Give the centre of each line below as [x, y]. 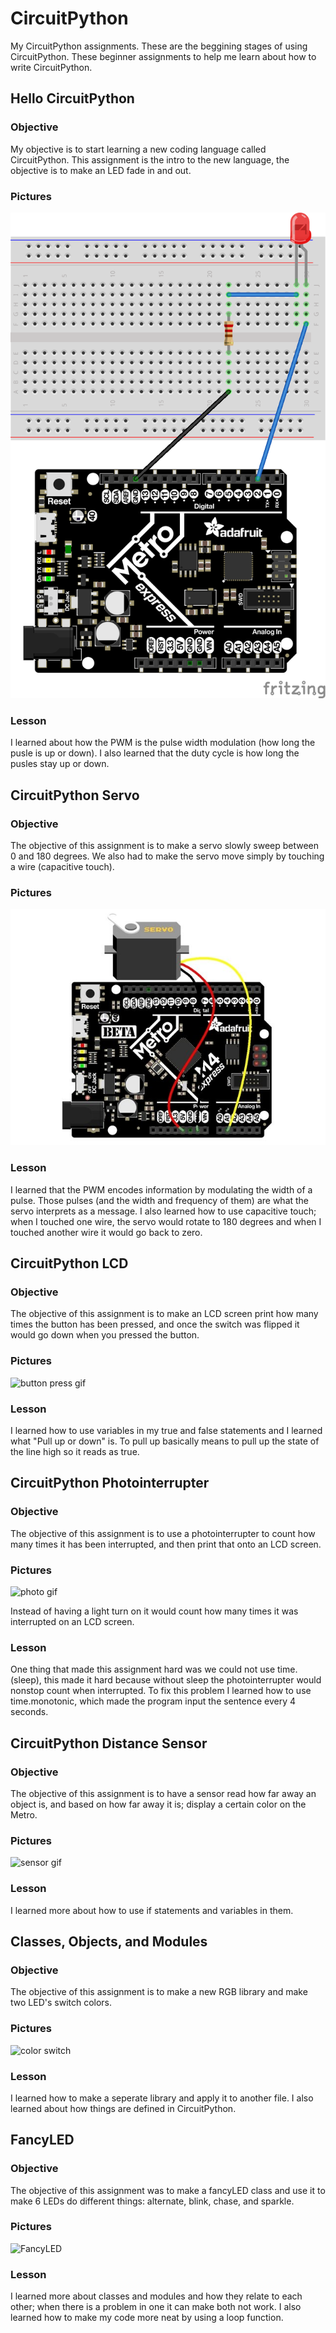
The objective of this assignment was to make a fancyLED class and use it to [168, 2190]
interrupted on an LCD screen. [72, 1622]
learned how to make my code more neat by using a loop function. [147, 2318]
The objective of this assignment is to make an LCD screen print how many [164, 1314]
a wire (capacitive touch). [62, 867]
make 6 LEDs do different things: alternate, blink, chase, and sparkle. [152, 2201]
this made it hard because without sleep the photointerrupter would [182, 1680]
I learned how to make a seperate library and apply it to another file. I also [162, 2098]
